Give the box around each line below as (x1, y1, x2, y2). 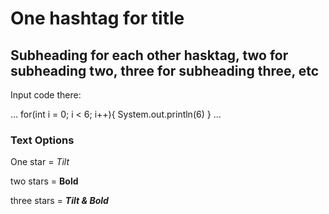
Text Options (10, 133, 75, 147)
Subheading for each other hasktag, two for (10, 47, 289, 64)
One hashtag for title (10, 7, 185, 30)
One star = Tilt (10, 156, 70, 168)
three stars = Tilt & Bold (10, 195, 109, 207)
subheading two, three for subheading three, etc (10, 62, 320, 79)
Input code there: (10, 89, 82, 101)
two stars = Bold (10, 175, 79, 187)
